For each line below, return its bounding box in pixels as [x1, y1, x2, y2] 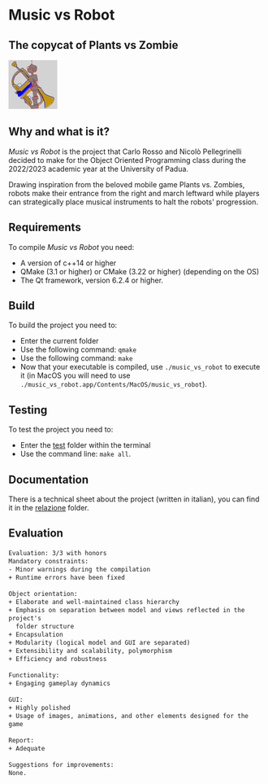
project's [8, 614, 42, 622]
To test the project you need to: [8, 425, 114, 435]
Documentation [8, 472, 89, 486]
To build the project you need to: [8, 320, 118, 331]
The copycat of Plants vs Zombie [8, 38, 179, 52]
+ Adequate [8, 744, 45, 752]
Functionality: [8, 671, 60, 679]
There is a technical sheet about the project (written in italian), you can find [8, 494, 260, 504]
